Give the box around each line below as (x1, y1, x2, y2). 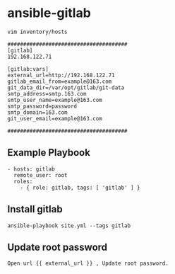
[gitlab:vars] (7, 65, 49, 72)
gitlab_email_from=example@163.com (7, 78, 112, 85)
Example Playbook (7, 147, 90, 159)
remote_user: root (13, 171, 68, 178)
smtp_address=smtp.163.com (7, 90, 87, 97)
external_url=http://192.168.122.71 (7, 72, 115, 79)
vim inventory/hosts (7, 28, 68, 35)
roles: (13, 178, 33, 185)
